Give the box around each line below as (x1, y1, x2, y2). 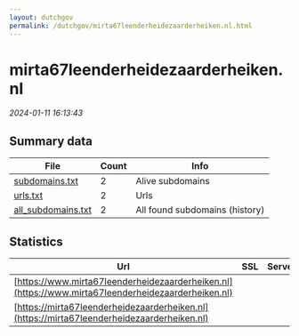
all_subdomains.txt (13, 204, 92, 216)
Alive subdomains (135, 175, 211, 188)
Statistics (9, 234, 64, 249)
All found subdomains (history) (135, 204, 265, 216)
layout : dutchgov (9, 12, 74, 22)
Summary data (9, 133, 93, 148)
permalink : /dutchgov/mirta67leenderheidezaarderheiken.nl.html (9, 21, 253, 30)
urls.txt (13, 189, 43, 202)
